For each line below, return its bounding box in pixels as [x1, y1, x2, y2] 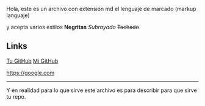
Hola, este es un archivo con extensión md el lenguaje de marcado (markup [6, 5, 196, 12]
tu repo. [6, 93, 26, 100]
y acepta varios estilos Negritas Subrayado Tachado [6, 24, 139, 30]
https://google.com [6, 69, 55, 76]
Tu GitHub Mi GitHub [6, 57, 59, 65]
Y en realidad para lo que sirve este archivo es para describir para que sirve [6, 87, 197, 94]
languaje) [6, 12, 30, 19]
